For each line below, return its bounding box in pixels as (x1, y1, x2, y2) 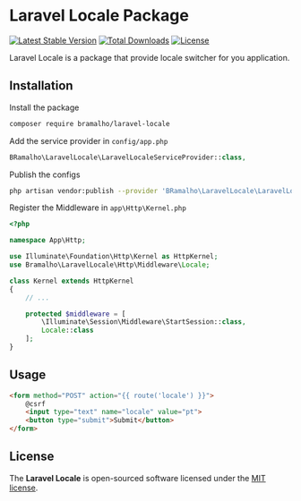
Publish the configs (9, 169, 81, 180)
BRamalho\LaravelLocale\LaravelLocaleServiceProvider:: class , (9, 153, 246, 162)
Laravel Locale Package (9, 5, 190, 26)
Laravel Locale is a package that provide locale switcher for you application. (9, 52, 290, 63)
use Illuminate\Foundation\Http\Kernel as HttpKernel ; (9, 252, 219, 261)
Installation (9, 78, 73, 94)
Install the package (9, 102, 80, 113)
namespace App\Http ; (9, 236, 87, 245)
